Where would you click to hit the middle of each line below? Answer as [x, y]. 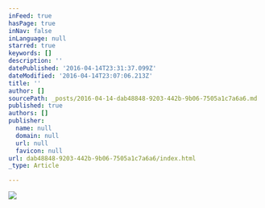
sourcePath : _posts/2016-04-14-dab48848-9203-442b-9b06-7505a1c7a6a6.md [133, 98]
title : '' [25, 83]
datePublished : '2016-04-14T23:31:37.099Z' [83, 69]
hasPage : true [32, 23]
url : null [32, 143]
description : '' [35, 61]
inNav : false [30, 31]
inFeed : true [30, 16]
